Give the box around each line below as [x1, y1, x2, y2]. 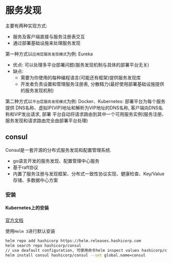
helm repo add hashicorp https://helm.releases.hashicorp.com [5, 238, 141, 244]
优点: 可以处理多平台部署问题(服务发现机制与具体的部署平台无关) [12, 62, 149, 68]
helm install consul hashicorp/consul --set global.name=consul [5, 252, 146, 258]
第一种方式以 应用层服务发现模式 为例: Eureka [5, 51, 93, 57]
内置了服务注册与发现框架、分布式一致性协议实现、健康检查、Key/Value [12, 170, 165, 177]
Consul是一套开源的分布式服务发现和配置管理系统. [5, 147, 111, 153]
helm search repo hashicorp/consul [5, 243, 82, 248]
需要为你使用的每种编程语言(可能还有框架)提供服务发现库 [20, 74, 141, 80]
